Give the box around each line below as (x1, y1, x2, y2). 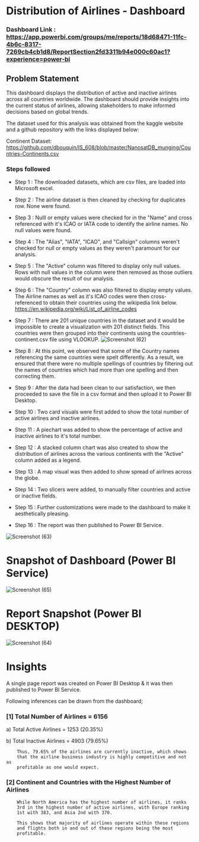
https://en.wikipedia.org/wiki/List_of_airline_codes (14, 305, 137, 313)
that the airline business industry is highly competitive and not (17, 754, 187, 760)
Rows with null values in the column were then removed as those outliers (14, 269, 192, 276)
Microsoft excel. (14, 185, 54, 192)
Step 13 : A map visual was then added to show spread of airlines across (14, 468, 192, 475)
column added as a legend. (14, 456, 82, 464)
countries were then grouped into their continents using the (14, 330, 160, 337)
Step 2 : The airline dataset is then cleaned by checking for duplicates (14, 196, 186, 203)
